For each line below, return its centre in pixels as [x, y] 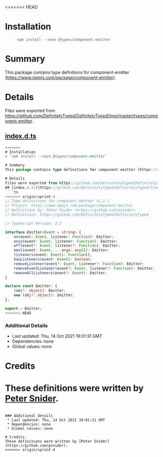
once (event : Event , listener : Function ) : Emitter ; [66, 241]
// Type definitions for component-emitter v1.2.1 [57, 201]
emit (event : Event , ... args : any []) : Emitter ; [62, 250]
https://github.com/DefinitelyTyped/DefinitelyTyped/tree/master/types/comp [81, 116]
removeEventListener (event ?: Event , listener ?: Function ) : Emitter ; [84, 268]
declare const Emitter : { [31, 286]
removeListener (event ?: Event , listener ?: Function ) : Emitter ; [79, 264]
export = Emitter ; [24, 308]
